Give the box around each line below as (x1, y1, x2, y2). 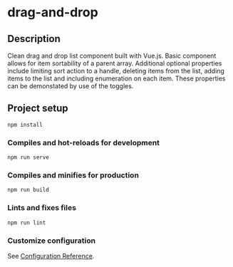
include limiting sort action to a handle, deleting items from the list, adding (7, 67, 224, 75)
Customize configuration (7, 236, 96, 246)
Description (7, 33, 61, 45)
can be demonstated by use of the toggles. (7, 82, 134, 90)
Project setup (7, 103, 69, 115)
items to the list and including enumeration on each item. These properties (7, 74, 226, 83)
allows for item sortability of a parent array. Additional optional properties (7, 59, 222, 68)
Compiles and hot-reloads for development (7, 137, 160, 147)
